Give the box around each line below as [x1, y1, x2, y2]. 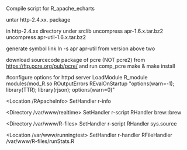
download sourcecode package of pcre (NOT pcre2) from [6, 57, 146, 63]
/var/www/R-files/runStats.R [6, 138, 75, 145]
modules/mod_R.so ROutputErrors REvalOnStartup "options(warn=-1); [6, 80, 175, 87]
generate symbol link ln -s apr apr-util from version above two [6, 45, 155, 52]
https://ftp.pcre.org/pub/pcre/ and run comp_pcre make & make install [6, 62, 175, 69]
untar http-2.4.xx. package [6, 16, 71, 23]
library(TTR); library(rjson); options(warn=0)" [6, 86, 115, 93]
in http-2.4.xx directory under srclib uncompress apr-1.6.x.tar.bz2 [6, 27, 164, 34]
